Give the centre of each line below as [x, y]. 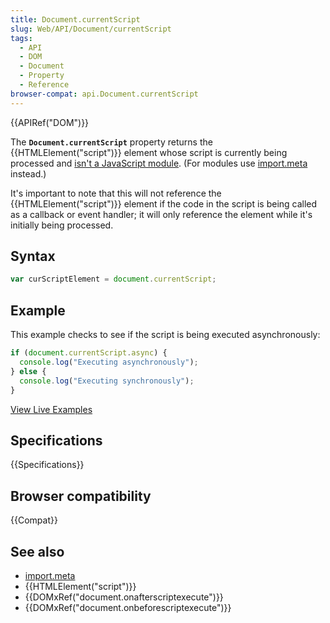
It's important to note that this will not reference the [116, 193]
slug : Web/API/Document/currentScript [91, 29]
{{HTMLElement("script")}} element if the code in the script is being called [164, 203]
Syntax [33, 256]
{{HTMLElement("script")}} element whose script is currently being [149, 152]
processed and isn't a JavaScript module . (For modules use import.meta [159, 163]
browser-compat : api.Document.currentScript [104, 94]
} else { [28, 371]
